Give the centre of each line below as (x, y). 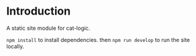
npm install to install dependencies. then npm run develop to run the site (98, 40)
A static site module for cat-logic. (48, 28)
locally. (15, 46)
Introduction (39, 11)
